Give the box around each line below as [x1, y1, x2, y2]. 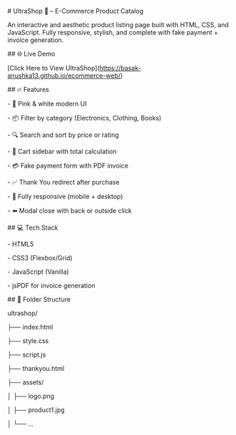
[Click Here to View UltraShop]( [7, 64, 100, 72]
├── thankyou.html [7, 364, 65, 372]
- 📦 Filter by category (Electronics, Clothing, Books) [7, 114, 162, 122]
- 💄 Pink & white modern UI [7, 100, 87, 108]
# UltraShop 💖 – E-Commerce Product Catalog [7, 7, 144, 15]
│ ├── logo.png [7, 392, 55, 400]
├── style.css [7, 337, 49, 345]
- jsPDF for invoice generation [7, 282, 96, 290]
